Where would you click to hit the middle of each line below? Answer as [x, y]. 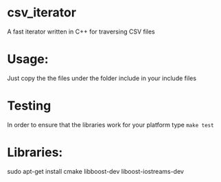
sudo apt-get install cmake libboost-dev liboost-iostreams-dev [95, 171]
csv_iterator [42, 13]
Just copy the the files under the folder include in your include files [102, 78]
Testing [29, 106]
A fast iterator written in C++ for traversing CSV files [81, 31]
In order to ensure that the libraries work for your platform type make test [110, 125]
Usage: [28, 59]
